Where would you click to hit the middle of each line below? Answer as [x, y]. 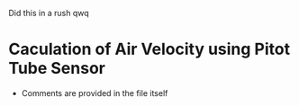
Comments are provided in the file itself [95, 93]
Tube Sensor [57, 69]
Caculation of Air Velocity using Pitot [149, 49]
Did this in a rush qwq [49, 13]
